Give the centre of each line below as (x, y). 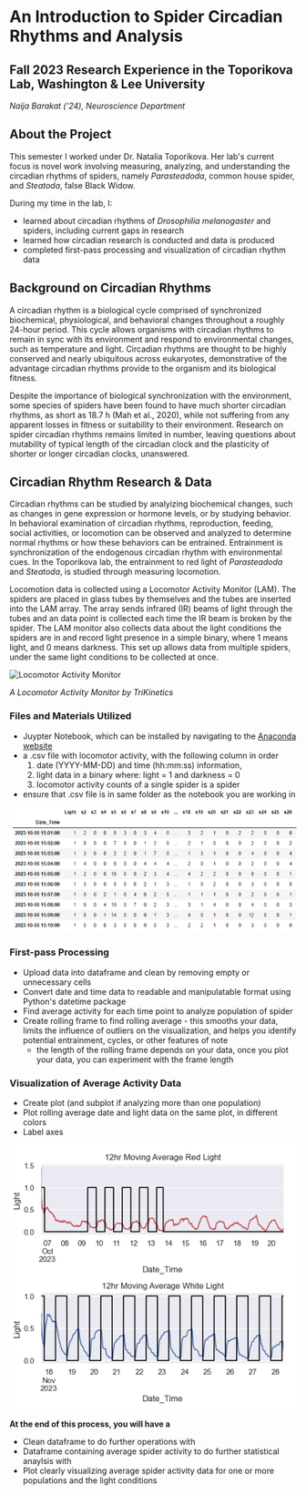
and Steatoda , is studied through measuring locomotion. (115, 572)
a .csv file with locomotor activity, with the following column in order (151, 755)
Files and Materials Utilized (71, 716)
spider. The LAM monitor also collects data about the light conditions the (146, 628)
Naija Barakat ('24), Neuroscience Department (97, 106)
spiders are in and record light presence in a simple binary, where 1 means (149, 638)
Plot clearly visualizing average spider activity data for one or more (148, 1470)
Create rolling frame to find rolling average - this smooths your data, (150, 1020)
